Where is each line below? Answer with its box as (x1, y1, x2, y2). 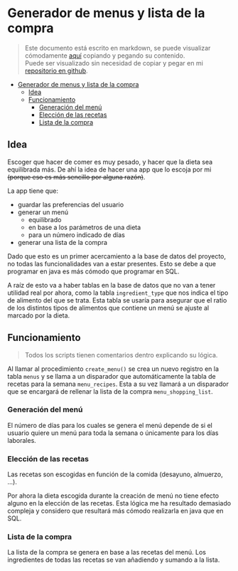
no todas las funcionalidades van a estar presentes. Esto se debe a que (7, 259, 217, 268)
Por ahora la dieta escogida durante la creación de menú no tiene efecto (7, 491, 219, 500)
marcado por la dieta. (7, 311, 70, 320)
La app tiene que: (7, 187, 59, 195)
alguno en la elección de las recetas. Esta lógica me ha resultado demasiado (7, 499, 232, 508)
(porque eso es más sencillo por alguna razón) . (7, 172, 146, 181)
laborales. (7, 436, 37, 444)
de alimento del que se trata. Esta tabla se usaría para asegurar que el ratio (7, 295, 227, 304)
